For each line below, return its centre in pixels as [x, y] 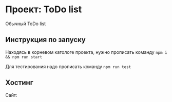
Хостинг [19, 83]
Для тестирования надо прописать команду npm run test [68, 66]
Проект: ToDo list [44, 9]
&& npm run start [24, 57]
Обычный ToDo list [26, 24]
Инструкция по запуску [45, 40]
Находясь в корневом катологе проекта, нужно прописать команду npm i [86, 52]
